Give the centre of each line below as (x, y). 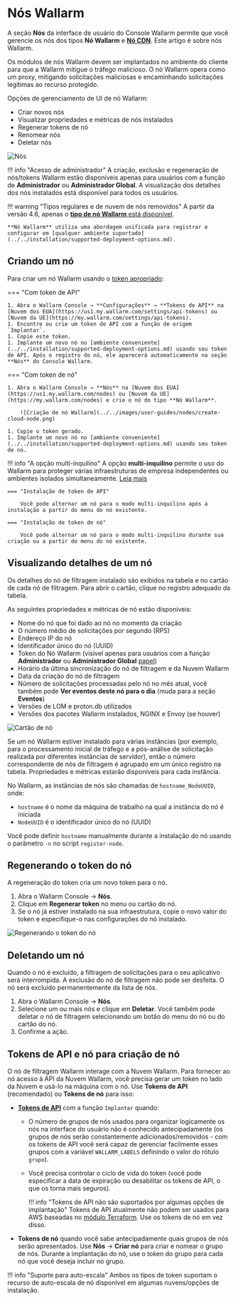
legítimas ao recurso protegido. (53, 84)
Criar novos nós (41, 112)
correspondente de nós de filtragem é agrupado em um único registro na (114, 764)
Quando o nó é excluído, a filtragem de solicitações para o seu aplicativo (114, 973)
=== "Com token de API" (44, 292)
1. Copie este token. (39, 336)
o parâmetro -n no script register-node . (66, 843)
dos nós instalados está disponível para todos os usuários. (93, 192)
